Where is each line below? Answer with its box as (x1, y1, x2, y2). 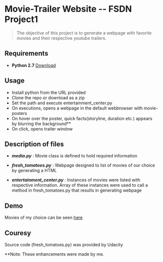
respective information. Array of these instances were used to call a (11, 182, 148, 188)
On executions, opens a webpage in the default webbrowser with (11, 105, 143, 111)
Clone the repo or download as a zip (11, 94, 85, 101)
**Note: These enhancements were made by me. (4, 251, 104, 257)
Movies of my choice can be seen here (4, 215, 83, 220)
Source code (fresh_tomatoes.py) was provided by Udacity (4, 242, 123, 247)
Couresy (4, 229, 31, 237)
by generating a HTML (11, 168, 57, 174)
